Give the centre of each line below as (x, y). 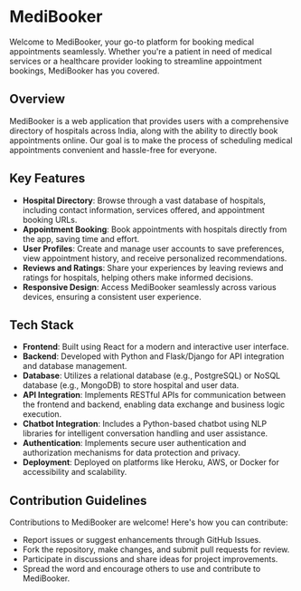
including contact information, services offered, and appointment (143, 209)
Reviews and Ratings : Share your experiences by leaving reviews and (153, 267)
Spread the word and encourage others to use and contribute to (141, 569)
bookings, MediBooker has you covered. (85, 71)
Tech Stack (42, 325)
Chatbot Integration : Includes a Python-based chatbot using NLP (145, 424)
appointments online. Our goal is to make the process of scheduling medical (151, 140)
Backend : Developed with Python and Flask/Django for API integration (153, 356)
